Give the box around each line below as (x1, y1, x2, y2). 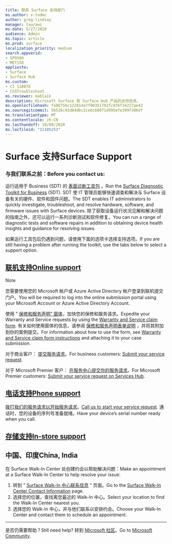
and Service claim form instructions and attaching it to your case (5, 334, 142, 341)
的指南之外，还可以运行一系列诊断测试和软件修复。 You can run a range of (5, 214, 161, 220)
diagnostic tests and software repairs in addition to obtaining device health (5, 219, 163, 226)
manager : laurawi (5, 22, 42, 27)
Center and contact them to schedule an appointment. (12, 512, 127, 518)
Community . (5, 533, 31, 539)
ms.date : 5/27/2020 (5, 27, 47, 32)
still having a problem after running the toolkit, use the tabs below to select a (5, 241, 167, 248)
